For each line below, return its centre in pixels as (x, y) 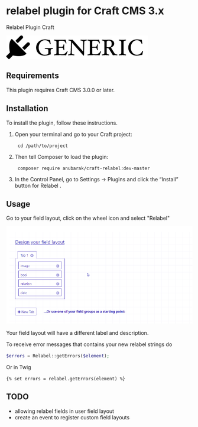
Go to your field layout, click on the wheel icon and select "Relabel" (88, 218)
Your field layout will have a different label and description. (77, 333)
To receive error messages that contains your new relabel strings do (89, 344)
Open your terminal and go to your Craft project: (73, 134)
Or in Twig (19, 367)
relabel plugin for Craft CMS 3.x (85, 11)
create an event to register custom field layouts (72, 417)
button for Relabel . (38, 185)
